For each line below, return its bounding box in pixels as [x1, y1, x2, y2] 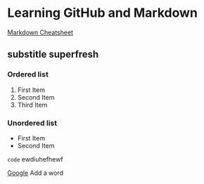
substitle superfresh [7, 48, 99, 60]
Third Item [17, 100, 48, 109]
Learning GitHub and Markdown [7, 5, 198, 21]
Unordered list [7, 118, 58, 128]
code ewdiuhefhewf [7, 155, 63, 163]
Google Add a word [7, 169, 64, 177]
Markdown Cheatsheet [7, 28, 74, 37]
